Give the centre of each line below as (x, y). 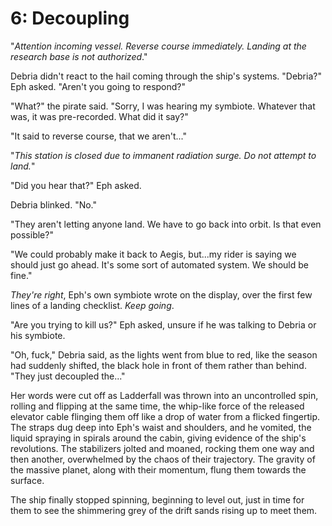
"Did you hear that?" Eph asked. (76, 185)
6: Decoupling (70, 18)
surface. (27, 480)
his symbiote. (38, 335)
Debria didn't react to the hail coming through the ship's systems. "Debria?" (166, 76)
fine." (21, 275)
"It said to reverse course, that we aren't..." (98, 136)
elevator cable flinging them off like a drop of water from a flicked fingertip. (165, 416)
